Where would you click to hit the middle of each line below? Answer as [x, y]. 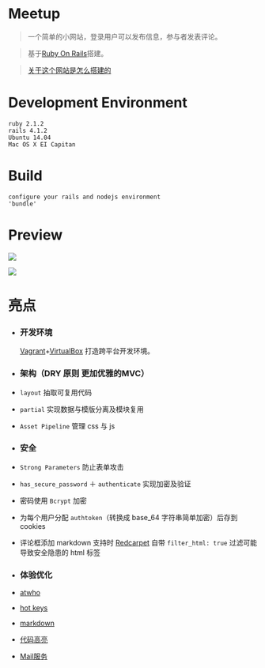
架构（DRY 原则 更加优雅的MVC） [84, 374]
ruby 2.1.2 [26, 123]
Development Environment [98, 103]
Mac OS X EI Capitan [42, 144]
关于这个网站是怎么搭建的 [69, 70]
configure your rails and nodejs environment [84, 197]
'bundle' [23, 204]
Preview [36, 235]
